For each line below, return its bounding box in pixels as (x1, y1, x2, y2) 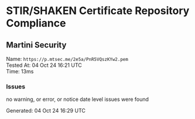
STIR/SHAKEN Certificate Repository (6, 4, 190, 18)
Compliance (6, 16, 66, 30)
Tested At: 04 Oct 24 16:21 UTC (6, 62, 82, 69)
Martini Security (6, 40, 67, 50)
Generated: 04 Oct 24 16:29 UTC (6, 107, 86, 114)
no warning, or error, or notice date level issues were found (6, 96, 149, 103)
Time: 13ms (6, 68, 34, 74)
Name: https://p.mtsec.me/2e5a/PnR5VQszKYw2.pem (6, 56, 129, 62)
